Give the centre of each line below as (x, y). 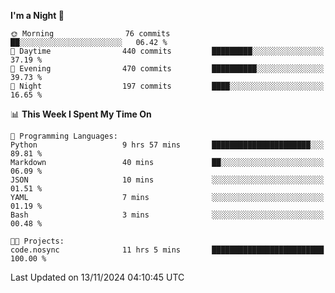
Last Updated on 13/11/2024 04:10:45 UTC (97, 277)
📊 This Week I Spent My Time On (81, 114)
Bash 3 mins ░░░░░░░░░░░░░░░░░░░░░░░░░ (167, 215)
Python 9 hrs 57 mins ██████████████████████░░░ (167, 145)
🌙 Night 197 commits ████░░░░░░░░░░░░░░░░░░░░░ (167, 86)
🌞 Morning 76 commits (90, 34)
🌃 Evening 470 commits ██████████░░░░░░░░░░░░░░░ (167, 69)
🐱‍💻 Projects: (37, 241)
